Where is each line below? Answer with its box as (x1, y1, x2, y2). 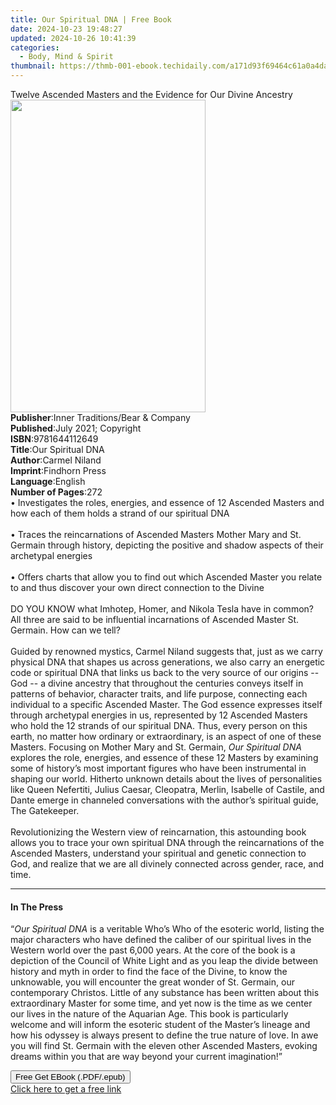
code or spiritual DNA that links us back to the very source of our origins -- (10, 667, 320, 678)
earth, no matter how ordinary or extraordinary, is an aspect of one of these (10, 731, 322, 742)
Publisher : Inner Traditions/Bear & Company (10, 412, 191, 423)
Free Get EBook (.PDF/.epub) (15, 1072, 126, 1083)
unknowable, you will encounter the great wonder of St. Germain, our (10, 976, 295, 988)
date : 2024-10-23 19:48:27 (10, 24, 123, 34)
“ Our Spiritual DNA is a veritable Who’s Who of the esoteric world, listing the (10, 923, 325, 935)
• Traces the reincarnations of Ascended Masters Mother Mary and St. (10, 529, 302, 540)
